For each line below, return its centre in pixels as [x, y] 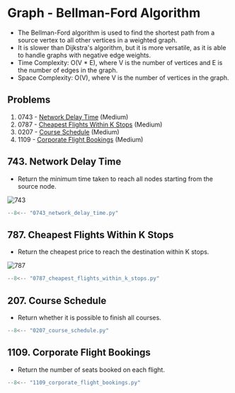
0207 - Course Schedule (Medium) [68, 131]
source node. [37, 186]
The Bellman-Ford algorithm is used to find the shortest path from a [116, 33]
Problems [29, 100]
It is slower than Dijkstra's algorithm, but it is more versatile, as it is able [122, 47]
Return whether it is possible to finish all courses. [89, 317]
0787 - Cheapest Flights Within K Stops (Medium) [90, 124]
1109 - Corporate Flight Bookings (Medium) [80, 139]
